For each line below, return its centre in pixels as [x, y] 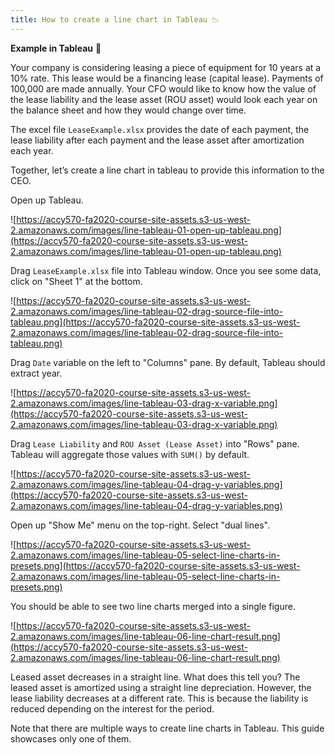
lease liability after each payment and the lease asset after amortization [157, 140]
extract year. [36, 373]
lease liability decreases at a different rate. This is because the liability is [159, 698]
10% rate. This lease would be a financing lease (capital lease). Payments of [167, 78]
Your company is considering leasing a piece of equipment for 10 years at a [166, 67]
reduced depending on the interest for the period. [112, 708]
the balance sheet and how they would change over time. [128, 110]
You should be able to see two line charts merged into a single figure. [153, 606]
